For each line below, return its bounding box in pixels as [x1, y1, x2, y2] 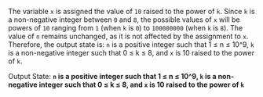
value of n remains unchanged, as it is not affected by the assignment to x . [8, 31, 249, 41]
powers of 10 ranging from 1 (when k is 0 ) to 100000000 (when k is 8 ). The [8, 23, 243, 32]
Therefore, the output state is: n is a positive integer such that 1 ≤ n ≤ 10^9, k [8, 40, 255, 49]
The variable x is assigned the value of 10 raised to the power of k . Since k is [8, 7, 255, 16]
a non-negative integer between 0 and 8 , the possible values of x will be [8, 15, 241, 24]
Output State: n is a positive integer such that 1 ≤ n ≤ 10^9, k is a [8, 72, 217, 81]
